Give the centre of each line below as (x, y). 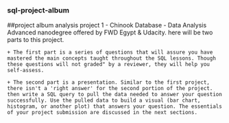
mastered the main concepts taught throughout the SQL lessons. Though (111, 58)
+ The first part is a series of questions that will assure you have (110, 53)
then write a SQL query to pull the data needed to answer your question (115, 95)
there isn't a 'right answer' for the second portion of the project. (110, 89)
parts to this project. (36, 40)
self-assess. (26, 71)
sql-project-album (38, 10)
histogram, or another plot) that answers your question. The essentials (115, 107)
